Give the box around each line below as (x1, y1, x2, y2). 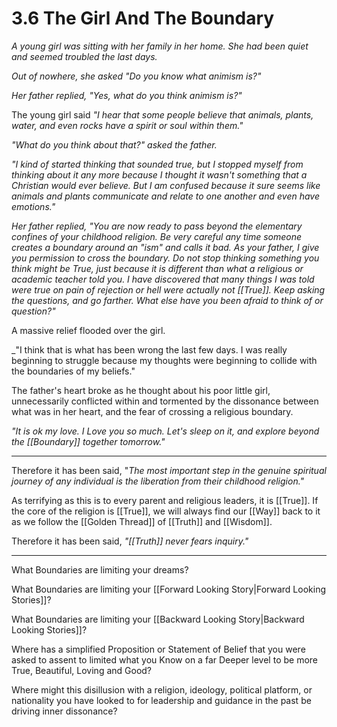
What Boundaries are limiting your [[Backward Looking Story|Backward (11, 613, 305, 625)
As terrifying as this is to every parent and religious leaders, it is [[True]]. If (11, 494, 319, 506)
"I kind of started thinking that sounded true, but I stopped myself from (11, 158, 304, 170)
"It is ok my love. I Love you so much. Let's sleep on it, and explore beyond (11, 425, 320, 437)
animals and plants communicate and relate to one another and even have (11, 190, 320, 202)
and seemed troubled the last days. (11, 50, 158, 62)
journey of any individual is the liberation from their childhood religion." (11, 475, 305, 487)
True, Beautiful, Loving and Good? (11, 664, 153, 676)
